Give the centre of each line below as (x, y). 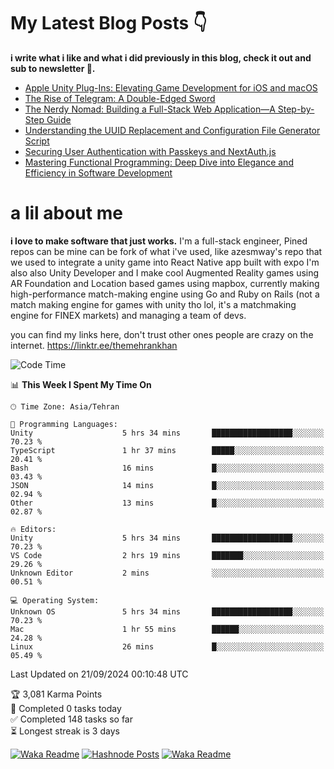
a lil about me (66, 213)
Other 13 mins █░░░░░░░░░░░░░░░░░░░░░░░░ (167, 503)
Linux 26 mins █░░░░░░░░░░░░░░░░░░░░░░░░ (167, 646)
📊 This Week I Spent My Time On (81, 384)
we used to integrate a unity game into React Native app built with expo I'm (165, 262)
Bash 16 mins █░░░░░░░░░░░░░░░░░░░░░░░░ (167, 468)
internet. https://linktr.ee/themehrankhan (94, 345)
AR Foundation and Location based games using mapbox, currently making (165, 283)
